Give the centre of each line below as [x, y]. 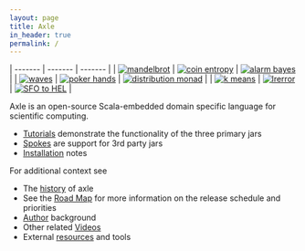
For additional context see [58, 171]
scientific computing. [49, 116]
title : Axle [32, 26]
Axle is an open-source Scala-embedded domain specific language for [143, 107]
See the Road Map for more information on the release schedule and [152, 198]
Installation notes [55, 153]
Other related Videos [62, 227]
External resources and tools [77, 237]
